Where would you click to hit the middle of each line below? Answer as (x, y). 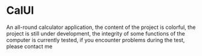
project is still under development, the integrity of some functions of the (96, 33)
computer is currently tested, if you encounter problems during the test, (96, 40)
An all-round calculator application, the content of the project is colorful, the (101, 27)
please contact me (29, 46)
